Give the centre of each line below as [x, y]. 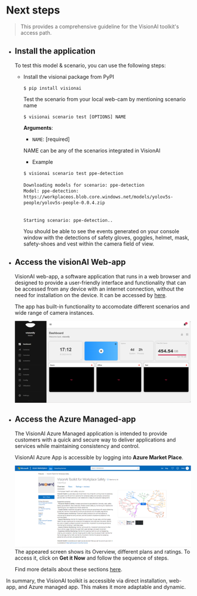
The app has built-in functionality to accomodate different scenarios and [102, 307]
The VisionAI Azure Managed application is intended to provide [91, 433]
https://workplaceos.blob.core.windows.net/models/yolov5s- [98, 197]
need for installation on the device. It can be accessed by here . [91, 295]
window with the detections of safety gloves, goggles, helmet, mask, [106, 237]
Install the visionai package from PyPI [69, 76]
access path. [36, 32]
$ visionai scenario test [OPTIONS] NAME [74, 117]
